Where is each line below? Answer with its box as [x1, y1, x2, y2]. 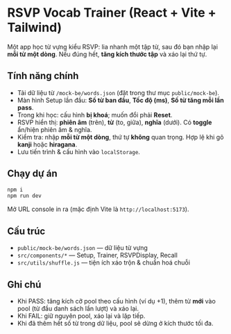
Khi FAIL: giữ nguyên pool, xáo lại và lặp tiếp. [17, 311, 146, 320]
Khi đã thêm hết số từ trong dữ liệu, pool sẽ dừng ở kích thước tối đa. [17, 319, 214, 327]
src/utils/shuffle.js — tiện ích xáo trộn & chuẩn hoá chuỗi [17, 258, 191, 267]
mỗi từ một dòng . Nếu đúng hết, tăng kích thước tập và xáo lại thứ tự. [7, 50, 207, 58]
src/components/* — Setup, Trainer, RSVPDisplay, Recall [17, 251, 178, 260]
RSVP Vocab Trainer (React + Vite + [7, 5, 216, 21]
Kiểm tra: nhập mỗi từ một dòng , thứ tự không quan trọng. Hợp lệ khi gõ [17, 133, 224, 141]
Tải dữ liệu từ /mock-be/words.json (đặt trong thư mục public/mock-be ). [17, 88, 220, 97]
